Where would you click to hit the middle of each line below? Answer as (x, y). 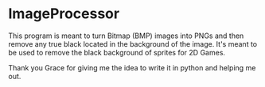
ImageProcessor (64, 14)
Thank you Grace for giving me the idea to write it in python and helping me (132, 67)
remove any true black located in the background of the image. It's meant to (132, 43)
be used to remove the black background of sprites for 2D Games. (117, 52)
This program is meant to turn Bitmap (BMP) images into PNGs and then (126, 36)
